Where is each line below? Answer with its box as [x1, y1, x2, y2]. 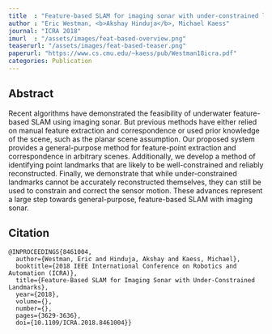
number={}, [15, 304, 53, 312]
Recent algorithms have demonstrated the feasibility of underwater [8, 108, 232, 118]
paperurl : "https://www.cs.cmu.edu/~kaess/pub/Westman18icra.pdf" [8, 49, 237, 57]
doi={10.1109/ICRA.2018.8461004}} [15, 319, 132, 327]
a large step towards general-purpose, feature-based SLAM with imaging [8, 194, 253, 204]
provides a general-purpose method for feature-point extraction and [8, 142, 236, 152]
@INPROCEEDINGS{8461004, [8, 247, 92, 256]
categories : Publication [8, 57, 92, 66]
